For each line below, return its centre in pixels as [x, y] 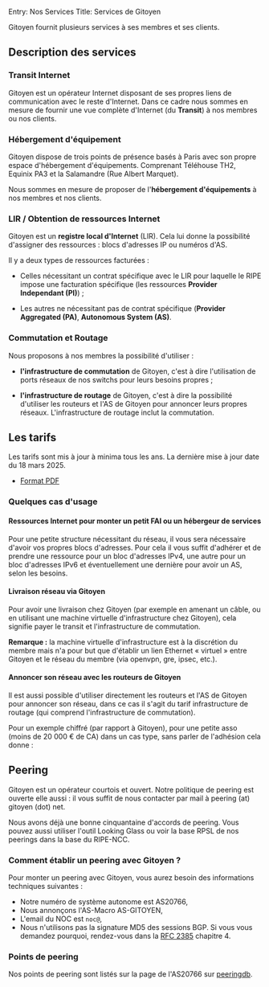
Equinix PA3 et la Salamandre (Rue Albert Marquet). [94, 174]
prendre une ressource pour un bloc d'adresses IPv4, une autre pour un [127, 556]
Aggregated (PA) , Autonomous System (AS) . [96, 317]
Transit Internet [39, 76]
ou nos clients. [33, 118]
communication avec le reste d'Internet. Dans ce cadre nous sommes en [128, 101]
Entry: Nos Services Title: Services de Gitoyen [85, 12]
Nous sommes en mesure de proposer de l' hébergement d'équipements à [132, 189]
